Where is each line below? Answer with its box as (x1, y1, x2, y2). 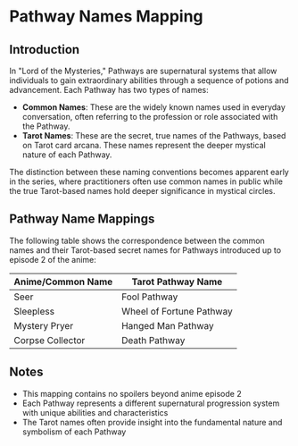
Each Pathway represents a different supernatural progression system (21, 398, 280, 408)
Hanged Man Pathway (121, 319, 214, 332)
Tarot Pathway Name (131, 275, 223, 288)
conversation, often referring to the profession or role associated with (21, 112, 278, 122)
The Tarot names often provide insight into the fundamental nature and (21, 417, 283, 427)
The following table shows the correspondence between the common (9, 235, 265, 246)
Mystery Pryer (13, 319, 74, 332)
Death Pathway (121, 333, 186, 346)
